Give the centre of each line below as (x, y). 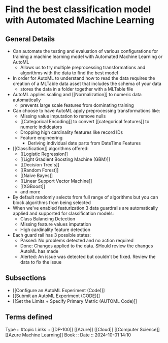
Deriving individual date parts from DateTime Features (84, 143)
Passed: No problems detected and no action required (77, 240)
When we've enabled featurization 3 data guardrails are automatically (85, 208)
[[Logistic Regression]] (44, 154)
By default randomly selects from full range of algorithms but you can (85, 197)
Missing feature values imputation (56, 224)
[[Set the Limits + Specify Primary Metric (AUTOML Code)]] (75, 301)
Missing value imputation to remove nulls (63, 116)
